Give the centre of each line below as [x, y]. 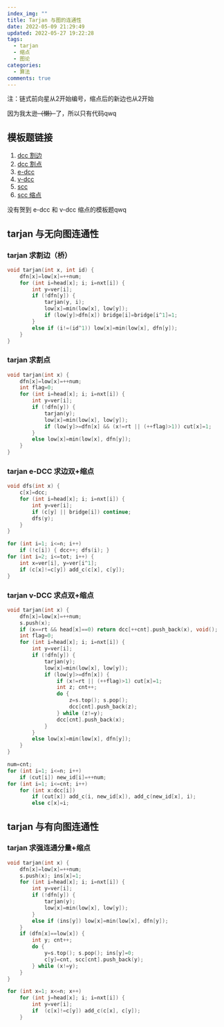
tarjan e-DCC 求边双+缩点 [51, 471]
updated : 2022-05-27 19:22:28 [51, 33]
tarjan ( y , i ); [64, 303]
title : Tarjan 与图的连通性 [44, 20]
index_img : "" [28, 14]
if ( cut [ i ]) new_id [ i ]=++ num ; [63, 777]
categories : [24, 65]
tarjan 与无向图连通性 [53, 234]
